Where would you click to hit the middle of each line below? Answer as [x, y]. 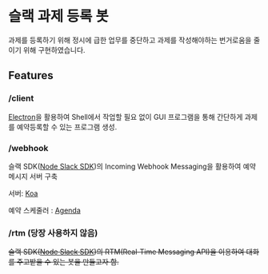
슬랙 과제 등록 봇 [59, 16]
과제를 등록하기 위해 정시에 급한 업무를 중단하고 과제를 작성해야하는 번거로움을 [130, 40]
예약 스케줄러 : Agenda [45, 210]
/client [21, 98]
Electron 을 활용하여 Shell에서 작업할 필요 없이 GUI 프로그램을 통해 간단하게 [126, 117]
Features [31, 75]
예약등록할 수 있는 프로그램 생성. [67, 127]
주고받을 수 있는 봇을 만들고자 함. [68, 262]
